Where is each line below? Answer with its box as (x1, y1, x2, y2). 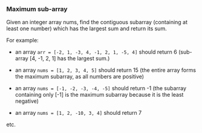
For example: (6, 37, 39, 44)
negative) (15, 97, 39, 105)
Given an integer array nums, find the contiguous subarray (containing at (6, 19, 188, 26)
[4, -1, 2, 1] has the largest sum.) (29, 55, 110, 62)
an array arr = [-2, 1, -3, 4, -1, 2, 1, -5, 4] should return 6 (15, 48, 177, 56)
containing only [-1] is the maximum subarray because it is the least (15, 91, 184, 99)
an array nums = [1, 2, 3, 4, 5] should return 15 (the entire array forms (15, 66, 197, 74)
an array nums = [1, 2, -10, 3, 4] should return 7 (15, 109, 142, 117)
